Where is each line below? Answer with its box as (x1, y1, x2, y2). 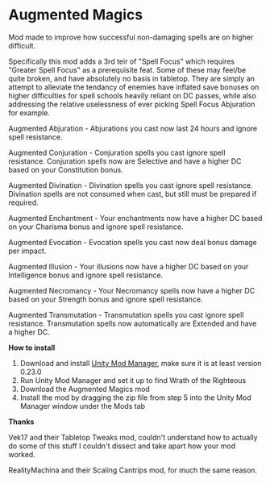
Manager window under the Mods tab (19, 401, 146, 410)
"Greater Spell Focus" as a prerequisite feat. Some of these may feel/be (8, 65, 247, 74)
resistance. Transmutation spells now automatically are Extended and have (8, 319, 257, 328)
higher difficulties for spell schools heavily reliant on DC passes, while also (8, 90, 256, 100)
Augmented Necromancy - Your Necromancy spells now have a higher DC (8, 285, 255, 295)
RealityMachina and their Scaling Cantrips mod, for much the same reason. (8, 465, 258, 475)
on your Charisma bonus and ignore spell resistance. (8, 222, 184, 231)
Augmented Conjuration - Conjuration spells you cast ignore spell (8, 148, 226, 157)
